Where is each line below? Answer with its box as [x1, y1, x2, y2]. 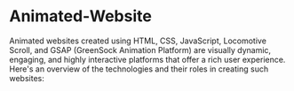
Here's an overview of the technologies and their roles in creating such [9, 64, 269, 74]
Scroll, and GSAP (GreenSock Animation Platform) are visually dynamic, [9, 44, 272, 55]
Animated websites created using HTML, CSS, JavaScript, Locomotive [9, 35, 266, 46]
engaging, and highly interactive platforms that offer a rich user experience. [9, 54, 286, 64]
